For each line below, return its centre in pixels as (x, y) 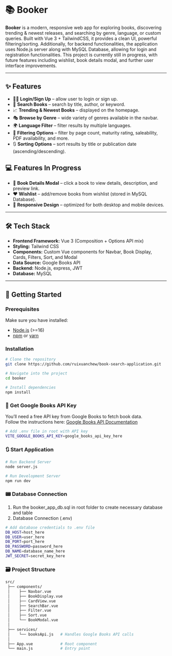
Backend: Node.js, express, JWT (48, 268)
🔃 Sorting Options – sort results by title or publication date (74, 144)
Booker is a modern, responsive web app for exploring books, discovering (84, 27)
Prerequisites (22, 309)
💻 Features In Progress (44, 168)
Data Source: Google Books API (47, 263)
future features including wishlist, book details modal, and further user (79, 60)
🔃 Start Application (29, 449)
